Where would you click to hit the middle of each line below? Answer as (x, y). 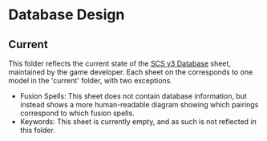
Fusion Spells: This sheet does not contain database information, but (133, 96)
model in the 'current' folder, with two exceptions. (90, 81)
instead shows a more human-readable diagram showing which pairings (139, 105)
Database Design (67, 15)
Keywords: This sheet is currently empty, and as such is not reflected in (138, 121)
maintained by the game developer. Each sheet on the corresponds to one (131, 72)
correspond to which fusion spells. (77, 113)
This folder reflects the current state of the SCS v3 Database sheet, (119, 63)
